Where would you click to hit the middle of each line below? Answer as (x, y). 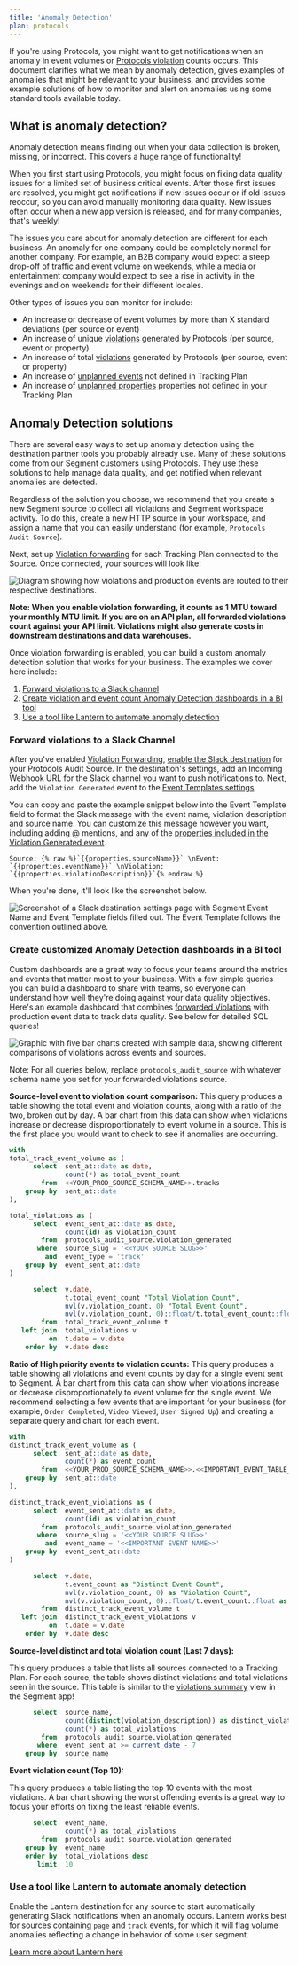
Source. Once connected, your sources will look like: (105, 563)
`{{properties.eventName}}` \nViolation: (87, 867)
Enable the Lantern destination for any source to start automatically (132, 1906)
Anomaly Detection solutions (91, 423)
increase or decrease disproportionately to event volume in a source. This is (148, 1124)
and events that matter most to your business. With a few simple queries (141, 979)
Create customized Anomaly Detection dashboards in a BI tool (145, 950)
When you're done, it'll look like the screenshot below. (108, 891)
